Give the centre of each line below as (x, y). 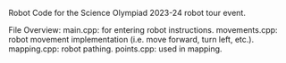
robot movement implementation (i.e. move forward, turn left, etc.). (131, 39)
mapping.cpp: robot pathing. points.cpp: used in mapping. (115, 49)
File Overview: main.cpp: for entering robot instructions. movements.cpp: (143, 30)
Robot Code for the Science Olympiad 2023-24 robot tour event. (127, 13)
